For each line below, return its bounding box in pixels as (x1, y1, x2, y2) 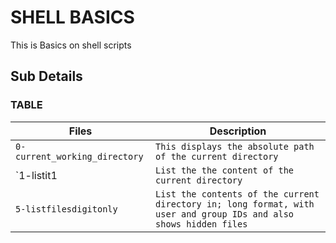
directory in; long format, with (155, 198, 315, 210)
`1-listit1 (15, 168, 58, 182)
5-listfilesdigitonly (15, 203, 118, 215)
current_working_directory (15, 151, 144, 162)
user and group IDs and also (155, 208, 295, 220)
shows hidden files (155, 218, 248, 230)
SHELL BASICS (10, 6, 135, 29)
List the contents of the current (155, 188, 320, 200)
